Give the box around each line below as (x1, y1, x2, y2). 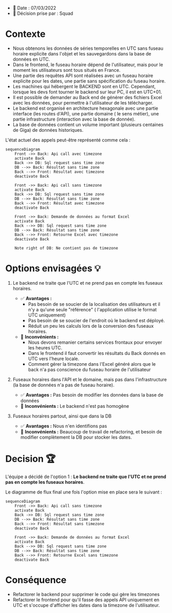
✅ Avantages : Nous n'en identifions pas (20, 423, 107, 429)
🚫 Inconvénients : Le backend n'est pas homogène (20, 403, 129, 409)
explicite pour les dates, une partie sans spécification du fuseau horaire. (12, 77, 166, 84)
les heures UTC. (28, 344, 63, 351)
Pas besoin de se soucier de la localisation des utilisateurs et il (28, 301, 161, 307)
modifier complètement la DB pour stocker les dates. (20, 434, 132, 440)
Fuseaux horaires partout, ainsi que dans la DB (12, 413, 112, 419)
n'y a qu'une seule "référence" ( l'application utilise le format (28, 306, 157, 312)
